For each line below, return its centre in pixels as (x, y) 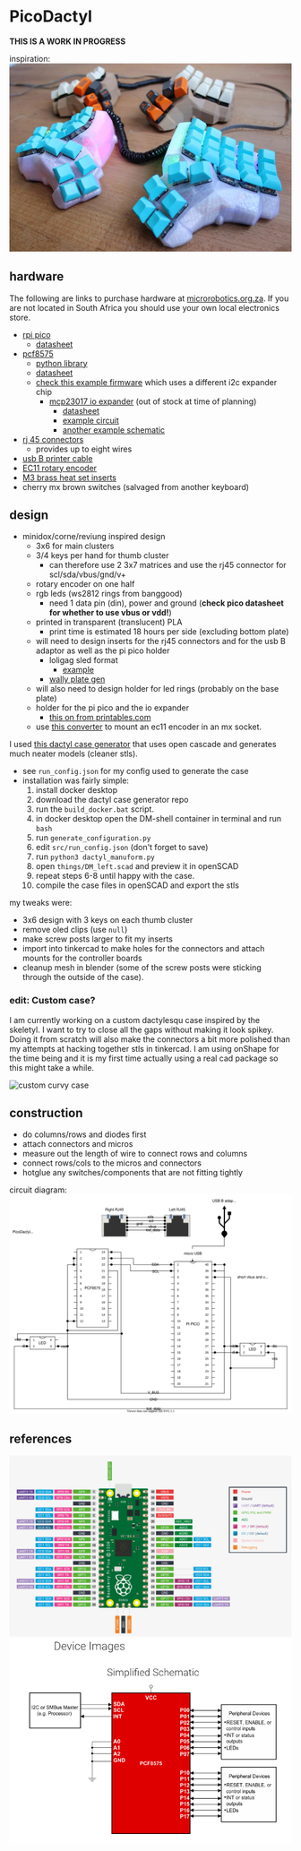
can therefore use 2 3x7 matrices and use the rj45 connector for (168, 565)
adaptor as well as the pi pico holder (103, 650)
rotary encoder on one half (85, 584)
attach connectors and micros (77, 1144)
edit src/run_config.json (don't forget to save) (122, 848)
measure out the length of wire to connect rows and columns (135, 1154)
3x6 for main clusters (75, 546)
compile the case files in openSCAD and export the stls (138, 885)
